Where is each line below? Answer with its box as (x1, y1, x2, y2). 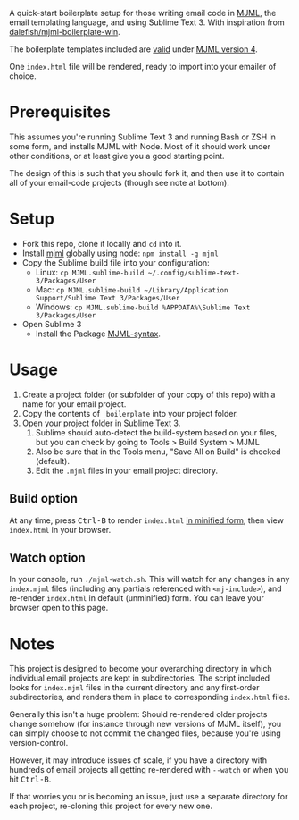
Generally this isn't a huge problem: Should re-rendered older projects (9, 709, 268, 720)
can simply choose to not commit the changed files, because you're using (9, 728, 281, 739)
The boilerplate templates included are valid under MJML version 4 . (9, 44, 259, 55)
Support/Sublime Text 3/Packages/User (35, 293, 180, 302)
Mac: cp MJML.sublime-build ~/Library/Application (35, 283, 228, 294)
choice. (9, 71, 37, 81)
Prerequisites (9, 102, 112, 123)
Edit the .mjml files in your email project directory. (35, 465, 219, 476)
